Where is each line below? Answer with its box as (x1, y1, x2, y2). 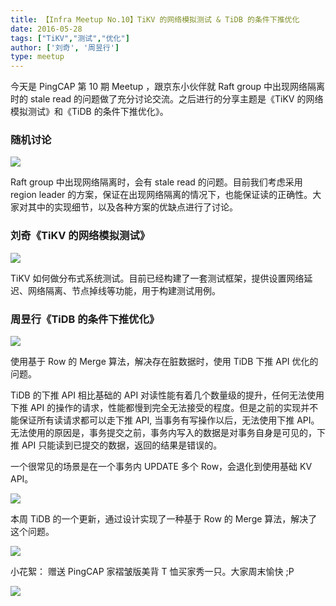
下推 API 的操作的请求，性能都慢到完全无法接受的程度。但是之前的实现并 (10, 402, 310, 414)
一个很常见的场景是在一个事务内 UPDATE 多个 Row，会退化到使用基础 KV (10, 461, 313, 473)
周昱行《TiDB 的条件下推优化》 (10, 312, 160, 326)
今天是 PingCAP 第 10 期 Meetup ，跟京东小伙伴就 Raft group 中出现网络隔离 (10, 81, 326, 93)
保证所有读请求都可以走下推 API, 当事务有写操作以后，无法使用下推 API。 (18, 414, 320, 426)
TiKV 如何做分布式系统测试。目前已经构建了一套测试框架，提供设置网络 (10, 272, 305, 284)
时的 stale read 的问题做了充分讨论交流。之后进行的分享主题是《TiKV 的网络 (10, 93, 324, 105)
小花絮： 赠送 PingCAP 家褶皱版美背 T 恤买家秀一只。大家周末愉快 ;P (10, 566, 295, 578)
